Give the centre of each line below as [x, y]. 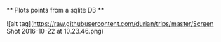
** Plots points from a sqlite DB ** [55, 10]
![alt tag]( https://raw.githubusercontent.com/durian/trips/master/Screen [110, 23]
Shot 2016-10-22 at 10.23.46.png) [55, 31]
